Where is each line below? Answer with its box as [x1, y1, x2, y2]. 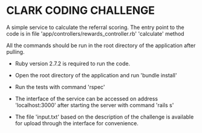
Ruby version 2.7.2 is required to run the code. [15, 60, 131, 67]
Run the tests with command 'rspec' [15, 83, 105, 91]
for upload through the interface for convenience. [15, 119, 139, 127]
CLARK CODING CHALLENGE [6, 4, 155, 18]
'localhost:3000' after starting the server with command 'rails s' [15, 101, 174, 109]
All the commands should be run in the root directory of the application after [6, 42, 196, 49]
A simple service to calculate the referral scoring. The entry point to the [6, 24, 184, 31]
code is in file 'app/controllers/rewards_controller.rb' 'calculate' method [6, 30, 184, 37]
